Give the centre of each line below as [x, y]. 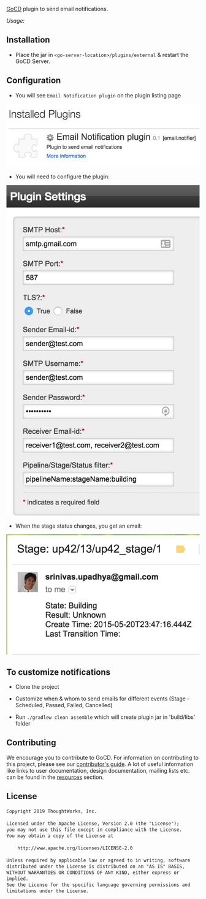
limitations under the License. [48, 891]
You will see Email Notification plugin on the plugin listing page [98, 95]
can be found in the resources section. [55, 777]
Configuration [34, 81]
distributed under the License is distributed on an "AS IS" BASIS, [96, 867]
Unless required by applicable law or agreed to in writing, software [98, 860]
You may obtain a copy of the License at [60, 836]
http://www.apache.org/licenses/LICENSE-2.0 [75, 848]
